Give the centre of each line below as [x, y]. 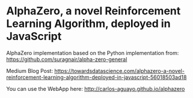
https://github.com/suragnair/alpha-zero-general [67, 59]
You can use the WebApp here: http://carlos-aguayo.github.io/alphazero [96, 88]
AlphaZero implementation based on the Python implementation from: [93, 53]
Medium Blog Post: [29, 71]
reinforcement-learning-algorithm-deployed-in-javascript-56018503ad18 [96, 77]
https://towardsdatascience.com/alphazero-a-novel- [119, 71]
